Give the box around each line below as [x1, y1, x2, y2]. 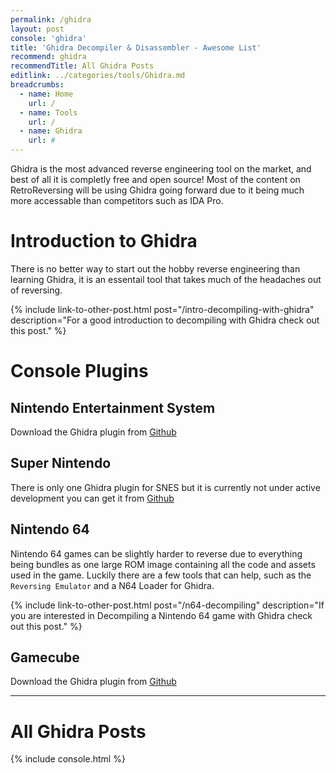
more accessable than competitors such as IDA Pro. [10, 195, 224, 206]
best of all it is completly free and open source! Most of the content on [10, 174, 301, 185]
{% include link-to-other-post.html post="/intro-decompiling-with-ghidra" [10, 303, 315, 315]
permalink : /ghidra [10, 14, 92, 25]
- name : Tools [19, 107, 78, 118]
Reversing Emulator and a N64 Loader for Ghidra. [10, 579, 215, 591]
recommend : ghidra [10, 52, 87, 62]
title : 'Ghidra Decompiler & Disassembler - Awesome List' [10, 42, 262, 53]
